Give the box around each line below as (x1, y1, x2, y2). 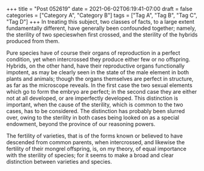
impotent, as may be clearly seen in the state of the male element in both (6, 69, 189, 75)
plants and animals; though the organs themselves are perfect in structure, (6, 75, 194, 82)
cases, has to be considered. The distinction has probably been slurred (6, 108, 185, 114)
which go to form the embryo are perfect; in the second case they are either (6, 88, 197, 95)
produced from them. (6, 38, 60, 44)
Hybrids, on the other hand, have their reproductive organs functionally (6, 62, 185, 69)
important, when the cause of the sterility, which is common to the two (6, 101, 184, 108)
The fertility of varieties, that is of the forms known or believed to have (6, 132, 183, 139)
